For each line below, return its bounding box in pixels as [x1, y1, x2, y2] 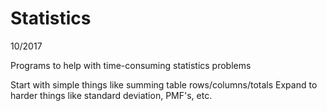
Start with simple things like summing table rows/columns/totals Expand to [10, 78, 318, 91]
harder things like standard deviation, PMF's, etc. [10, 89, 213, 101]
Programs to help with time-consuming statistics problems [10, 59, 252, 71]
